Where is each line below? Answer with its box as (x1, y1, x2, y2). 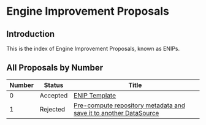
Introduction (6, 29, 55, 39)
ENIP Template (73, 91, 116, 99)
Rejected (39, 105, 66, 113)
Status (44, 81, 64, 89)
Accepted (39, 91, 68, 99)
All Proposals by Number (6, 63, 104, 73)
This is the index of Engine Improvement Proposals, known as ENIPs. (6, 45, 180, 52)
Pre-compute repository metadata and (73, 101, 186, 110)
